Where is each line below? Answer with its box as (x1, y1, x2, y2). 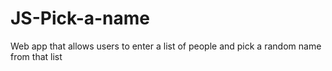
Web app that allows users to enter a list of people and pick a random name (10, 40, 322, 52)
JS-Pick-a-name (10, 7, 151, 30)
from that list (10, 50, 63, 62)
